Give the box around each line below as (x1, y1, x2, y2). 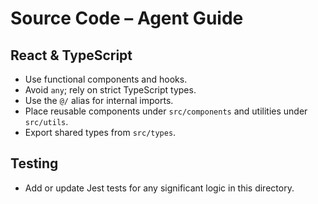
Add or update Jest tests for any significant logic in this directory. (24, 182, 295, 194)
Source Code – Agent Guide (10, 7, 244, 30)
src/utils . (24, 116, 69, 127)
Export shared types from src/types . (24, 127, 177, 138)
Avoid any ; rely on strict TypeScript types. (24, 84, 197, 96)
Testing (10, 155, 59, 172)
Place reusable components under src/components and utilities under (24, 105, 308, 117)
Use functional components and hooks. (24, 73, 188, 85)
